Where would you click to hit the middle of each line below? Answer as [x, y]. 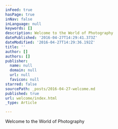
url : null [20, 75]
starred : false [21, 84]
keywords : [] [19, 28]
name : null [21, 65]
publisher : [17, 61]
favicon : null [24, 79]
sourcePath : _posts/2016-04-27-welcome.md [50, 89]
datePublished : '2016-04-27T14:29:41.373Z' [51, 38]
